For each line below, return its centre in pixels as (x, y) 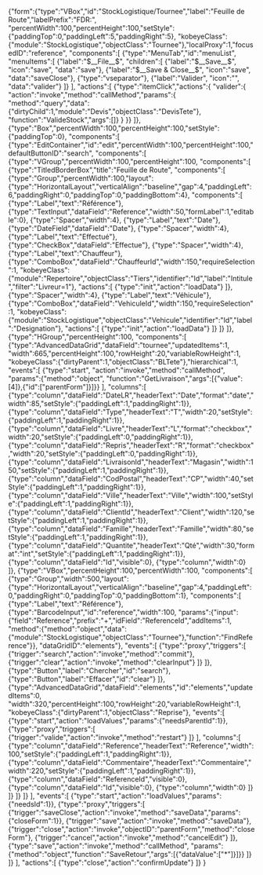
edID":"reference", (38, 53)
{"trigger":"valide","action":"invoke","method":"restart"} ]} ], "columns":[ (124, 737)
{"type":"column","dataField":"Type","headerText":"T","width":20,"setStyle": (130, 412)
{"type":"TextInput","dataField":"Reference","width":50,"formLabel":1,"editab (131, 212)
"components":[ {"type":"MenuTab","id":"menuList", (153, 53)
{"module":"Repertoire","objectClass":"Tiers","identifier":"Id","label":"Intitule (130, 278)
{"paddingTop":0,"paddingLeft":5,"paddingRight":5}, (92, 36)
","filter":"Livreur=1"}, (42, 287)
